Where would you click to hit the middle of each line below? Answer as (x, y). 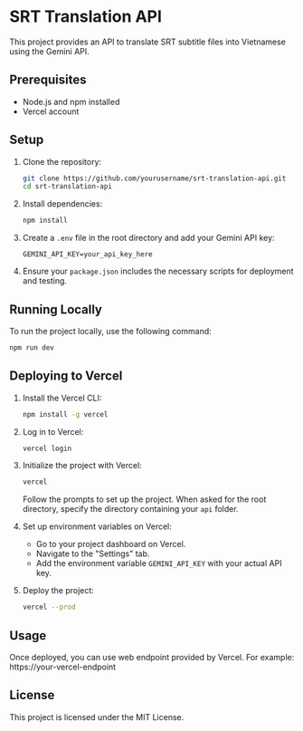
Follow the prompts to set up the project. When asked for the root (144, 499)
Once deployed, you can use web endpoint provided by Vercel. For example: (152, 657)
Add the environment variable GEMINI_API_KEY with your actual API (159, 563)
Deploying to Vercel (66, 376)
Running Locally (56, 309)
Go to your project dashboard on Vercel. (111, 544)
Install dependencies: (62, 204)
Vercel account (51, 111)
